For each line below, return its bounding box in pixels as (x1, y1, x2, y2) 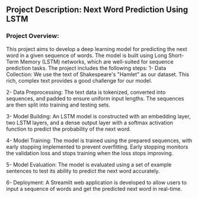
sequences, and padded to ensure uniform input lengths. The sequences (6, 95, 184, 102)
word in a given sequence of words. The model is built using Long (6, 52, 167, 59)
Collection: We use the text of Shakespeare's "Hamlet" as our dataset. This (6, 71, 190, 78)
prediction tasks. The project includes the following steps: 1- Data (6, 64, 167, 71)
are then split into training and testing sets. (6, 101, 111, 108)
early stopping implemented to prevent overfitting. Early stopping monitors (6, 143, 189, 150)
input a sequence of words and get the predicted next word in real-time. (6, 185, 183, 192)
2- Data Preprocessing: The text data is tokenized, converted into (6, 89, 166, 96)
